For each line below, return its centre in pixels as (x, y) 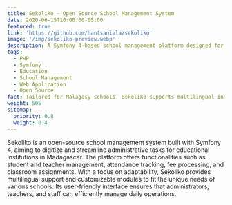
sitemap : (20, 110)
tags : (15, 52)
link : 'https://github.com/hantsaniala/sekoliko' (80, 33)
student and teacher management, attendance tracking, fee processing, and (116, 164)
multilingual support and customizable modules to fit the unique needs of (111, 179)
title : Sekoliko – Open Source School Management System (91, 13)
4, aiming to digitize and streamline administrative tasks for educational (108, 150)
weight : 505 (24, 104)
